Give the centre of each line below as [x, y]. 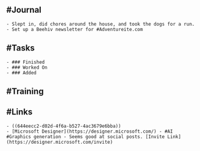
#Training [25, 92]
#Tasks [21, 48]
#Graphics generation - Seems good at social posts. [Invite [86, 136]
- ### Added [21, 72]
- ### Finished [26, 62]
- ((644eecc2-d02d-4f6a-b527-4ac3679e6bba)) [64, 126]
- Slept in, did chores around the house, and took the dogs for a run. [101, 24]
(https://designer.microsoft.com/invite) [60, 142]
